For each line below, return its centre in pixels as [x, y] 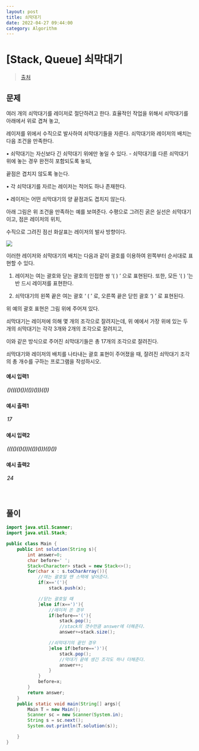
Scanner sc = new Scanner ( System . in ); [75, 715]
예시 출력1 [18, 405]
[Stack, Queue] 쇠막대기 [64, 60]
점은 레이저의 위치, [40, 219]
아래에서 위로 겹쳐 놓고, [33, 121]
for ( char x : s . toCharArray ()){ [68, 572]
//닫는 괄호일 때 [56, 599]
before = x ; [50, 682]
